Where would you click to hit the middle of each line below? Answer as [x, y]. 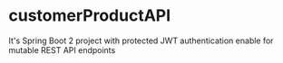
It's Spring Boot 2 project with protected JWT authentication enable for [141, 40]
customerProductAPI [90, 16]
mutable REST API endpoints [62, 49]
